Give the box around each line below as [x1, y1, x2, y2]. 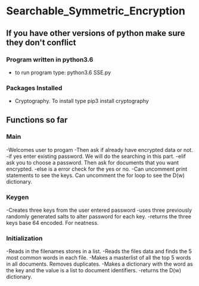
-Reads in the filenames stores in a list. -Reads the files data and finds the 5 [6, 248, 192, 255]
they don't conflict [6, 37, 76, 47]
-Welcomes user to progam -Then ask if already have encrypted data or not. [6, 146, 194, 153]
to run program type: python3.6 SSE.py [14, 69, 111, 76]
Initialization [6, 235, 43, 243]
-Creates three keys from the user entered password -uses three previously [6, 206, 192, 214]
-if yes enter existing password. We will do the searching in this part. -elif [6, 153, 186, 160]
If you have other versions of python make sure [6, 28, 185, 38]
